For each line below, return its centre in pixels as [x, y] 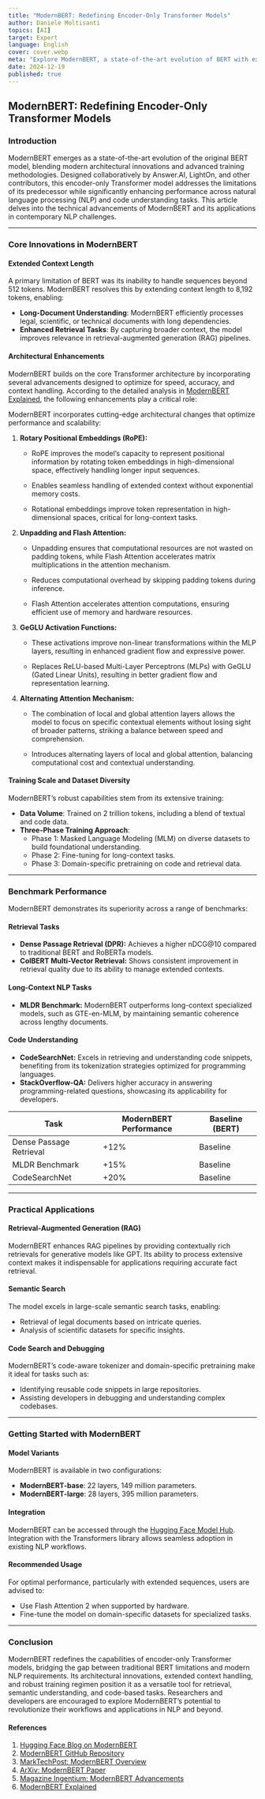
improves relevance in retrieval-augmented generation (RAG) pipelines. [135, 338]
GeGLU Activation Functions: [68, 627]
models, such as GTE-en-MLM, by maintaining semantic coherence [129, 1013]
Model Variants [34, 1453]
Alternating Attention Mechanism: [77, 698]
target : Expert [33, 37]
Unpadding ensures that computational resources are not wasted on [142, 548]
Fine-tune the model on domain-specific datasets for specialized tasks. [136, 1614]
